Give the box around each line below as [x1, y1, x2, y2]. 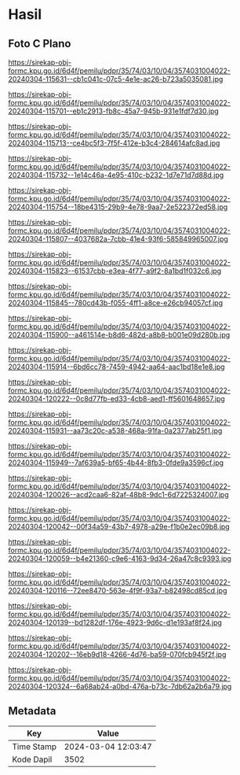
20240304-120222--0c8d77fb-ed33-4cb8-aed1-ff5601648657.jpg [8, 394, 225, 403]
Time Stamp [12, 741, 57, 752]
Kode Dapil [12, 754, 53, 765]
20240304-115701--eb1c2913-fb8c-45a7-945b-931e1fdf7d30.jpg [8, 106, 220, 116]
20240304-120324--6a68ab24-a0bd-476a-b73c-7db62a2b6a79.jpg [8, 682, 232, 691]
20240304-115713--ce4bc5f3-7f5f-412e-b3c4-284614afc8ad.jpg [8, 138, 220, 147]
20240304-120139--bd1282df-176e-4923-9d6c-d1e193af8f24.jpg [8, 618, 222, 627]
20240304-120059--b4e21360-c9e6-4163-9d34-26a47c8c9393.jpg [8, 554, 231, 563]
